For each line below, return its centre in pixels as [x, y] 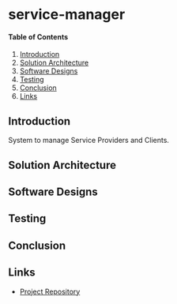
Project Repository [50, 291]
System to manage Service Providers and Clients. [89, 141]
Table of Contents [38, 36]
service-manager [67, 15]
